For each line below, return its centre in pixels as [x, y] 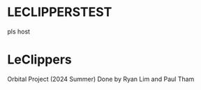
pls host [18, 31]
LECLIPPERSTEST [60, 12]
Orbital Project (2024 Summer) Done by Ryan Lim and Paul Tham [101, 79]
